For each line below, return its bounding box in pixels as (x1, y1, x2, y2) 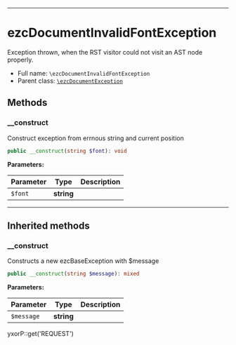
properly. (7, 55, 34, 64)
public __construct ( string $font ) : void (7, 147, 128, 154)
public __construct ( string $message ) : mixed (7, 271, 140, 278)
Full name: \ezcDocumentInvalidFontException (17, 69, 150, 77)
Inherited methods (7, 219, 90, 231)
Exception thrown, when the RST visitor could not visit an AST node (7, 48, 203, 56)
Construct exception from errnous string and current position (7, 134, 184, 142)
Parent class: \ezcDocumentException (17, 76, 123, 85)
